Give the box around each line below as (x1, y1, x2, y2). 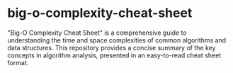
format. (7, 58, 29, 67)
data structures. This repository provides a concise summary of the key (7, 43, 216, 52)
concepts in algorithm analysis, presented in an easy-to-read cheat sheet (7, 51, 222, 60)
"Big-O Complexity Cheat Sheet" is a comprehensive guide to (7, 28, 187, 37)
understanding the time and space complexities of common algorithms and (7, 35, 227, 44)
